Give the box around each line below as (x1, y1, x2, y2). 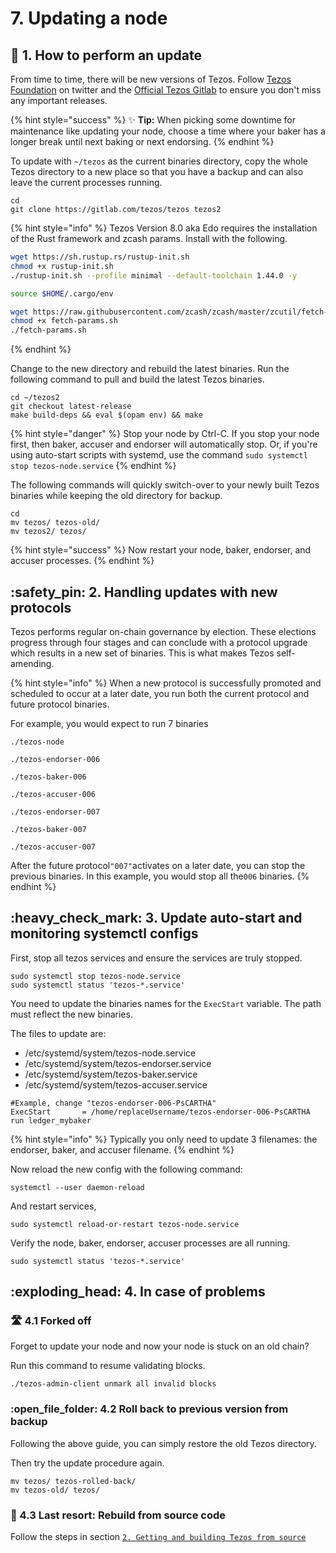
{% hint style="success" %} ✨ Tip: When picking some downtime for (10, 114, 297, 126)
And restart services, (10, 1200, 97, 1212)
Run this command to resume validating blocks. (10, 1360, 206, 1372)
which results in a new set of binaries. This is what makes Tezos (10, 647, 275, 659)
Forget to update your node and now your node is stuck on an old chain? (10, 1340, 310, 1352)
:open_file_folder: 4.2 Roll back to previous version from (10, 1402, 289, 1416)
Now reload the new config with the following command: (10, 1163, 243, 1175)
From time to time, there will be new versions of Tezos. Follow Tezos (10, 73, 292, 85)
